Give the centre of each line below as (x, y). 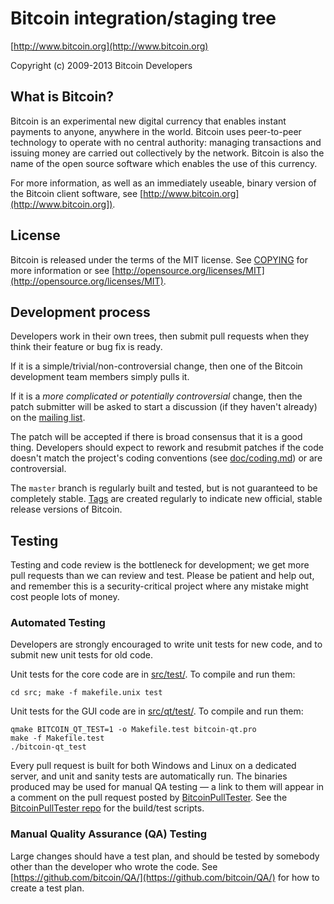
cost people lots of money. (65, 597)
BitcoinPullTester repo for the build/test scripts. (107, 808)
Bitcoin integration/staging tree (143, 18)
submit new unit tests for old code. (82, 655)
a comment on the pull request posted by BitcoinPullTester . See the (149, 798)
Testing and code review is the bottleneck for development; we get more (160, 565)
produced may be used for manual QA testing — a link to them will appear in (167, 787)
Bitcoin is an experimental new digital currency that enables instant (148, 121)
